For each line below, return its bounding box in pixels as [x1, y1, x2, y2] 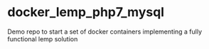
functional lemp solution [7, 34, 78, 43]
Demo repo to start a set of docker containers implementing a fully [7, 27, 203, 36]
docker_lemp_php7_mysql [7, 4, 165, 20]
